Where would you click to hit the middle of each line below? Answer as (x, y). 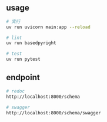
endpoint (23, 78)
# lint (14, 38)
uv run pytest (24, 60)
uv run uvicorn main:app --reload (49, 27)
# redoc (16, 91)
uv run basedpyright (31, 43)
